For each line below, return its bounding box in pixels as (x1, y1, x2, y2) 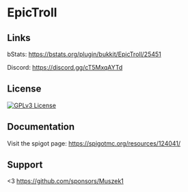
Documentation (7, 121, 75, 133)
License (7, 83, 42, 95)
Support (7, 159, 43, 171)
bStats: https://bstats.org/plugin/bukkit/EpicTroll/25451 (7, 50, 162, 58)
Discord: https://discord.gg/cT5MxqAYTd (7, 64, 123, 71)
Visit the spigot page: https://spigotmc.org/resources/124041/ (7, 139, 181, 148)
